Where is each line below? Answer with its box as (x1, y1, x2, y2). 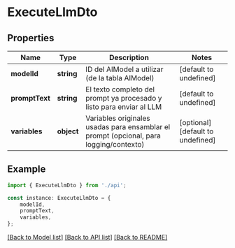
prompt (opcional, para (85, 131, 161, 140)
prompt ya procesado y (85, 94, 162, 103)
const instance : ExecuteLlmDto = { (7, 194, 111, 201)
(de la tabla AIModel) (85, 73, 155, 82)
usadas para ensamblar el (85, 122, 171, 131)
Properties (7, 32, 55, 44)
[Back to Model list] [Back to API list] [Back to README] (7, 233, 168, 242)
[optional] (179, 118, 212, 127)
